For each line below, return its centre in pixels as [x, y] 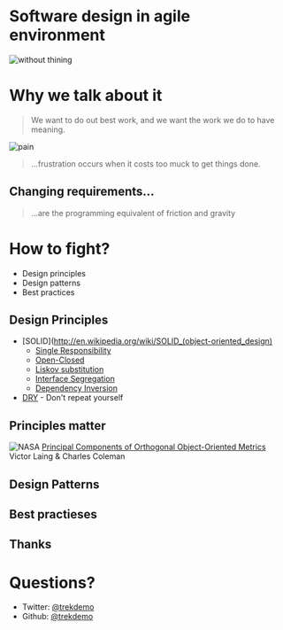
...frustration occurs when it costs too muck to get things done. [145, 163]
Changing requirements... [82, 192]
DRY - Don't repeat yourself [73, 398]
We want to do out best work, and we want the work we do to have [153, 120]
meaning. [48, 129]
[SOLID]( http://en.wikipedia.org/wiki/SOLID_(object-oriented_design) [147, 341]
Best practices [48, 292]
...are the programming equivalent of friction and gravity [133, 213]
